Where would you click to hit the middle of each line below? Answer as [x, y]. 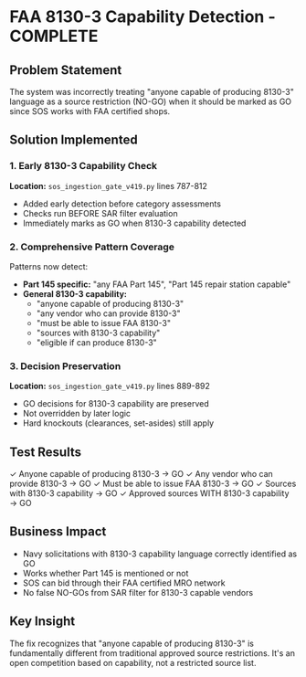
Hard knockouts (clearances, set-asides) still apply [118, 423]
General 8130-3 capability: [75, 293]
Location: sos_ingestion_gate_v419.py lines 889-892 [110, 386]
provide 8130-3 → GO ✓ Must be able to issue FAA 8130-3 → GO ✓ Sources [153, 484]
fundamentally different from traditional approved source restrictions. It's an [152, 653]
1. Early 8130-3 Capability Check [84, 166]
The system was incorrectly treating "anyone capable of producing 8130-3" [152, 92]
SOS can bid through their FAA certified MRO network [124, 583]
